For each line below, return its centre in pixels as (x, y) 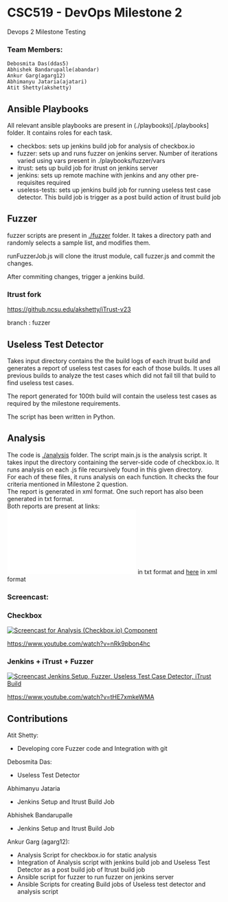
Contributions (37, 719)
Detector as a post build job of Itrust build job (81, 870)
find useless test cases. (41, 382)
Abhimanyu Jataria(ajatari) (47, 82)
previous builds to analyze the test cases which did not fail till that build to (112, 375)
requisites (31, 183)
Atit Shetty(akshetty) (39, 88)
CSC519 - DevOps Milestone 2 (95, 13)
